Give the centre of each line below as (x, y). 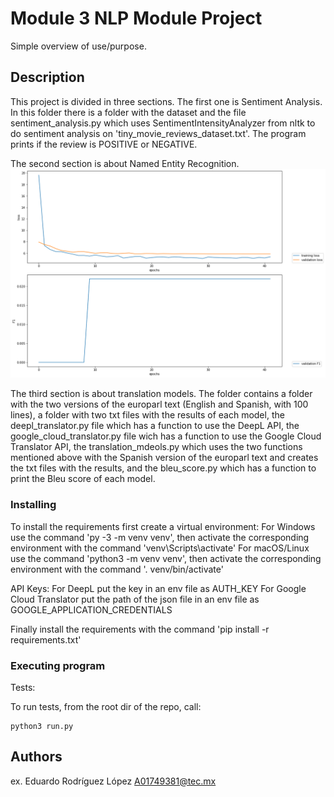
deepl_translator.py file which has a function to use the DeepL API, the (155, 426)
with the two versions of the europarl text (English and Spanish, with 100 (159, 404)
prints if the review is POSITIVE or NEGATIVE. (104, 144)
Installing (33, 505)
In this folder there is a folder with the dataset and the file (128, 112)
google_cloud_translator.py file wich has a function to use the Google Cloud (166, 436)
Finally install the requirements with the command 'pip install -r (140, 629)
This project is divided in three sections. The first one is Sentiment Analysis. (166, 101)
